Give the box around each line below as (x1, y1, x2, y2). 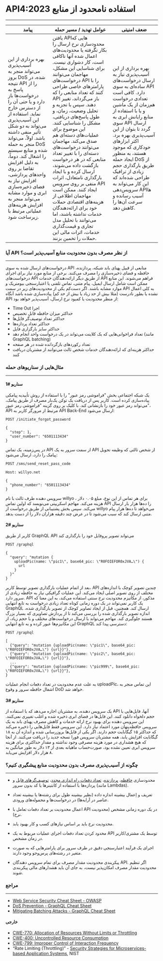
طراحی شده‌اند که (112, 174, 150, 181)
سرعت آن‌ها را (112, 198, 143, 205)
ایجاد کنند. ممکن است (52, 186, 97, 193)
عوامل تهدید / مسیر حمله (54, 26, 106, 33)
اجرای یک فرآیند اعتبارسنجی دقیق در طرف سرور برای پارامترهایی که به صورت (12, 845, 154, 851)
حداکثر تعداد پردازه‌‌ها (12, 321, 50, 326)
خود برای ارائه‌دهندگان (52, 204, 97, 211)
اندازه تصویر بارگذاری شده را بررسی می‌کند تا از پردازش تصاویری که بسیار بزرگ (5, 610, 150, 616)
